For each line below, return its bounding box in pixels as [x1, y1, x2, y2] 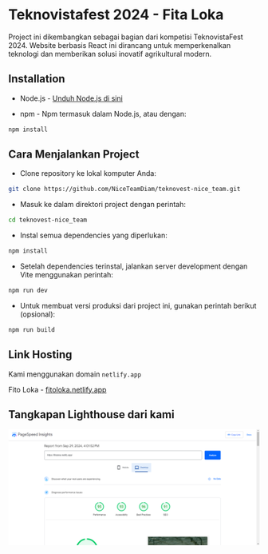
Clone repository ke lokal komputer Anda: [19, 169, 157, 178]
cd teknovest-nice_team [8, 216, 88, 225]
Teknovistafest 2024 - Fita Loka [8, 6, 224, 24]
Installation [8, 72, 65, 86]
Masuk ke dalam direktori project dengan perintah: [19, 200, 186, 209]
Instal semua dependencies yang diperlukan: [19, 230, 167, 241]
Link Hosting [8, 348, 73, 361]
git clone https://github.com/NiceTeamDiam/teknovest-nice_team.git [8, 185, 241, 193]
